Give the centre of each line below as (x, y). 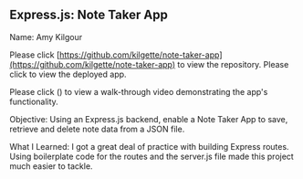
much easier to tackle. (51, 166)
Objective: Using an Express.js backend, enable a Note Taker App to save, (149, 119)
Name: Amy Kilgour (46, 37)
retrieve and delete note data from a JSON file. (97, 129)
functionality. (34, 101)
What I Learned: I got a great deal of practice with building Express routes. (149, 146)
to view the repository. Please (233, 64)
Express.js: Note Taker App (89, 15)
